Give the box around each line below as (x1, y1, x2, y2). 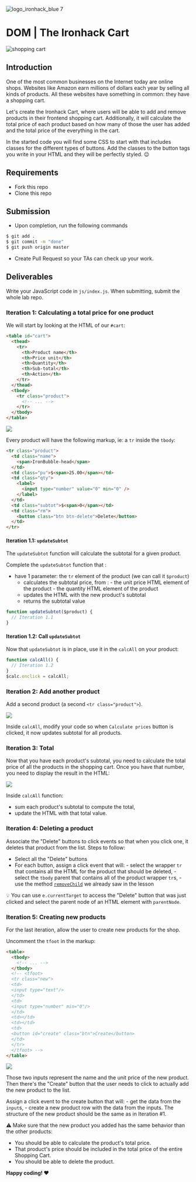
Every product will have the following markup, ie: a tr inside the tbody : (6, 437, 176, 444)
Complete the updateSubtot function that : (6, 561, 106, 569)
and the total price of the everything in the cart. (6, 127, 121, 134)
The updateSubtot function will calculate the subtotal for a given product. (6, 550, 181, 557)
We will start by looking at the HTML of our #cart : (6, 322, 126, 329)
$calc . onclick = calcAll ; (6, 673, 69, 679)
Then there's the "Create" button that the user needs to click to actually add (6, 1080, 189, 1088)
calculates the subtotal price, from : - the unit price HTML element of (23, 579, 190, 586)
